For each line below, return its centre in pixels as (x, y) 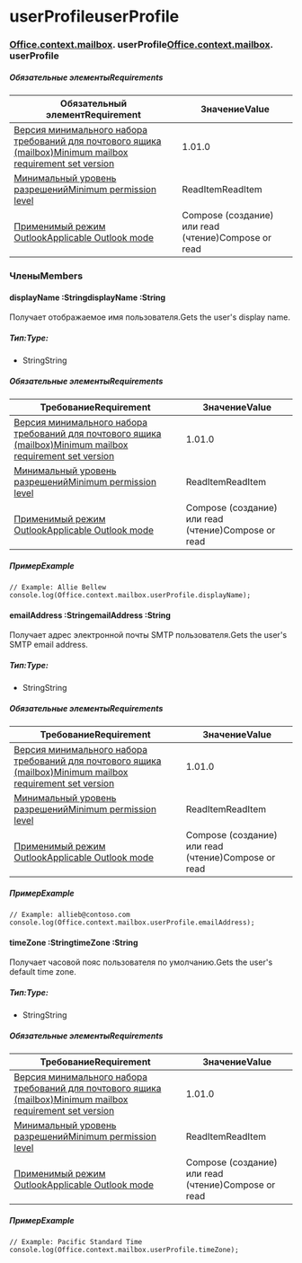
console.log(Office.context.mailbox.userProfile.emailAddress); (132, 923)
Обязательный (93, 103)
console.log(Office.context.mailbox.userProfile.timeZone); (124, 1250)
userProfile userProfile (94, 17)
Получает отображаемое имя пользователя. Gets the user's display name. (150, 317)
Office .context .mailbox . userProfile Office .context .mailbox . (141, 45)
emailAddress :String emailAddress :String (90, 615)
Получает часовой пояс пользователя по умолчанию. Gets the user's (141, 962)
